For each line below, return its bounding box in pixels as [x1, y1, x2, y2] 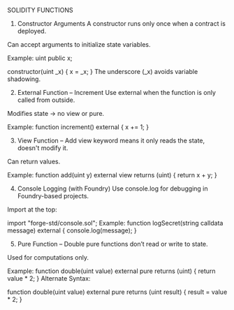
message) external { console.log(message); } [7, 226, 138, 235]
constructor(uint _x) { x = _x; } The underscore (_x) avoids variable [7, 68, 198, 75]
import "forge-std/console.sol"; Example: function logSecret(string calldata [7, 219, 224, 227]
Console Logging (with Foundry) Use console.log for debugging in [17, 184, 208, 193]
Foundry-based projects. [17, 192, 89, 200]
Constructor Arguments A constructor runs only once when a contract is [17, 20, 226, 27]
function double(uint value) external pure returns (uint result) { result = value [7, 288, 228, 296]
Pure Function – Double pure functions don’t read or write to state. [17, 240, 208, 248]
